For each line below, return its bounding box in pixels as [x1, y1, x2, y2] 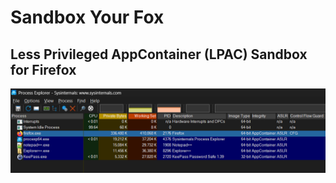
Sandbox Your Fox [10, 6, 165, 29]
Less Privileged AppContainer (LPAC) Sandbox [10, 46, 308, 63]
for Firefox [10, 61, 77, 78]
